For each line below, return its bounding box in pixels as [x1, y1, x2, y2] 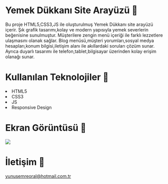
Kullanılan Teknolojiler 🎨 [5, 71, 109, 83]
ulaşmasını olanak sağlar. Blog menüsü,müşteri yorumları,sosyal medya [5, 38, 154, 44]
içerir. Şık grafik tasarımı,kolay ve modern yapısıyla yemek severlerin [5, 26, 149, 32]
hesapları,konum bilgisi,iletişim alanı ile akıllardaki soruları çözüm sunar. [5, 43, 155, 49]
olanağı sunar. [5, 53, 35, 60]
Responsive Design [12, 104, 52, 111]
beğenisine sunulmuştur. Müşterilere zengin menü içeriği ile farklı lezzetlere [5, 32, 163, 38]
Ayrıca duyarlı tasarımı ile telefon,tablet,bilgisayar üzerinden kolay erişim [5, 48, 156, 54]
